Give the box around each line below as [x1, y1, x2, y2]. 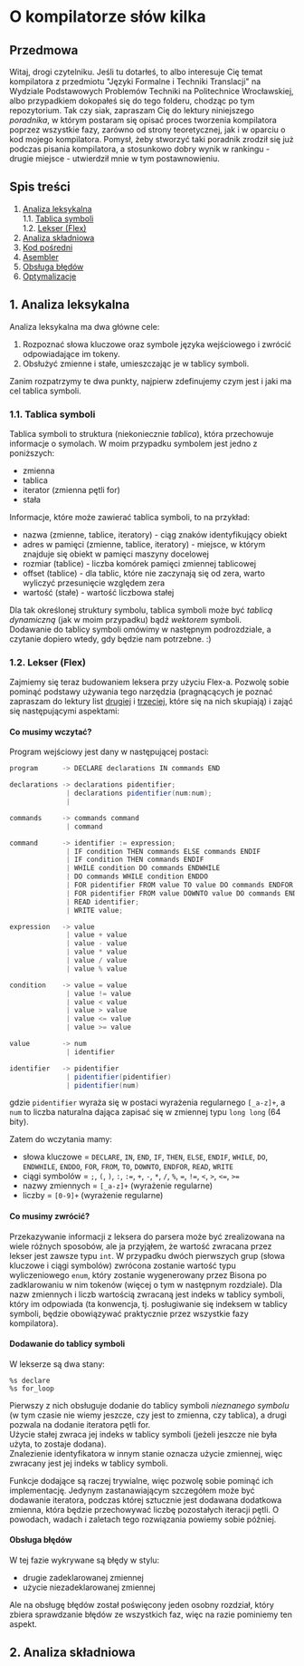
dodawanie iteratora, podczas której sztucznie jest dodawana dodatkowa [9, 1494, 282, 1506]
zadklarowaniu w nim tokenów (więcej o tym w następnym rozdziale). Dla [9, 1279, 283, 1290]
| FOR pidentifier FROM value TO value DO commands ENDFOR [66, 881, 294, 890]
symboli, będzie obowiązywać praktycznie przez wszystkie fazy [9, 1308, 249, 1319]
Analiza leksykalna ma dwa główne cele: [9, 321, 160, 332]
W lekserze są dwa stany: [9, 1358, 106, 1370]
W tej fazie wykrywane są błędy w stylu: [9, 1555, 160, 1565]
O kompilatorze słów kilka [9, 6, 206, 27]
